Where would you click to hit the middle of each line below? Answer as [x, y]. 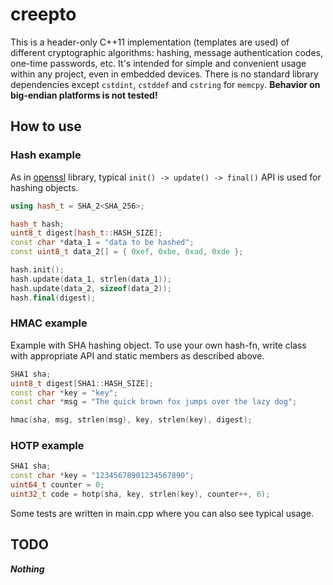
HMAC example [49, 323]
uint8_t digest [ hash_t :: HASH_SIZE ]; [86, 233]
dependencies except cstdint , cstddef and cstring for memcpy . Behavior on [165, 84]
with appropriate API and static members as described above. [137, 355]
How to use [46, 126]
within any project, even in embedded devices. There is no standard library [164, 74]
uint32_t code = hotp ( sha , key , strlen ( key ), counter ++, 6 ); [140, 494]
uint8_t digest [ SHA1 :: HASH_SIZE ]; [82, 383]
